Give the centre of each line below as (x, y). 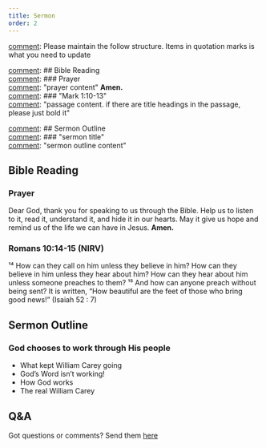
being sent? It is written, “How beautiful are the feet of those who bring (125, 291)
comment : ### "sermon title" (56, 136)
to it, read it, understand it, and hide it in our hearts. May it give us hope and (133, 219)
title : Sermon (32, 16)
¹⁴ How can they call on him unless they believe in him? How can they (123, 266)
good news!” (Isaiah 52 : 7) (53, 300)
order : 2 (23, 23)
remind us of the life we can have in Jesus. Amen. (91, 228)
